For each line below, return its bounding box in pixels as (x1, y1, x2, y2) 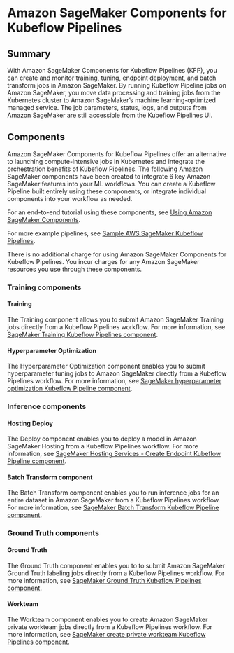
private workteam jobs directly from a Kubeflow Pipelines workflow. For (7, 622, 213, 631)
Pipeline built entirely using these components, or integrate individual (7, 187, 207, 195)
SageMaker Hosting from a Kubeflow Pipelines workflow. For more (7, 442, 199, 451)
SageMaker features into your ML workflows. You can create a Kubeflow (7, 179, 216, 188)
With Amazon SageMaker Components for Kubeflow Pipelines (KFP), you (7, 67, 218, 74)
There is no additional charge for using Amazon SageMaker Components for (7, 250, 227, 259)
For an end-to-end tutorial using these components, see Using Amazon (7, 208, 212, 216)
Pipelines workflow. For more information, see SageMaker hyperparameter (7, 377, 222, 385)
